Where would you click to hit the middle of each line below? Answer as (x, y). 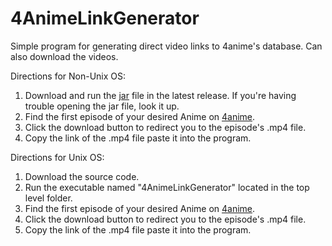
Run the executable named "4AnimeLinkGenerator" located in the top (167, 187)
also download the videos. (64, 56)
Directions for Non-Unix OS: (68, 76)
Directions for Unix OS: (57, 157)
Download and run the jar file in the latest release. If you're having (160, 95)
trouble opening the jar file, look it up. (102, 106)
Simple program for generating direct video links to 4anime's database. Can (166, 46)
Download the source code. (82, 176)
